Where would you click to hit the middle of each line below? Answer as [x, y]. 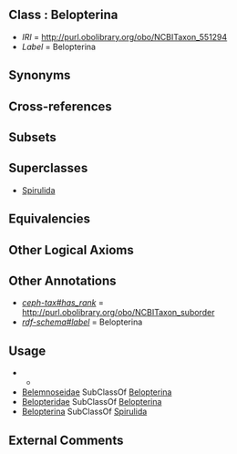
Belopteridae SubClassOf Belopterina [92, 402]
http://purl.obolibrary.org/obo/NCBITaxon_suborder [118, 313]
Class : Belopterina [63, 15]
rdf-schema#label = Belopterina [82, 322]
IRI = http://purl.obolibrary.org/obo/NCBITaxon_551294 [124, 36]
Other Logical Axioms [71, 250]
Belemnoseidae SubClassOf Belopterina [97, 392]
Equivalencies [49, 219]
